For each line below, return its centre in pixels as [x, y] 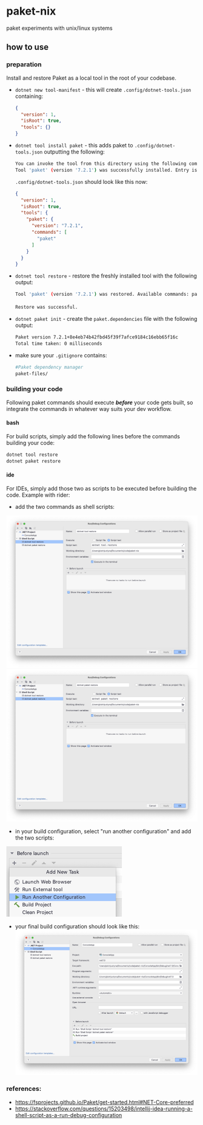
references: [24, 1089]
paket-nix [31, 11]
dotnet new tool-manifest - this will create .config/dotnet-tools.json [103, 89]
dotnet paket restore [34, 461]
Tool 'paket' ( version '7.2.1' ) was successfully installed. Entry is [106, 170]
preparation [24, 65]
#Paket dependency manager [49, 367]
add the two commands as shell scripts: [65, 506]
